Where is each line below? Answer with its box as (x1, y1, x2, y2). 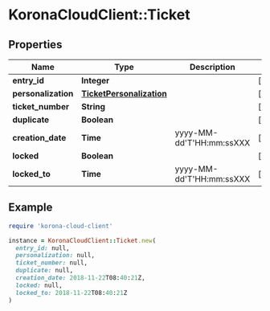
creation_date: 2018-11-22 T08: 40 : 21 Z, (15, 274, 146, 282)
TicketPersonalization (81, 88, 167, 99)
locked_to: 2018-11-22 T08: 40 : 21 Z (15, 288, 128, 297)
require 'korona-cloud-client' (8, 222, 113, 230)
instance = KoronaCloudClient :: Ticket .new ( (8, 236, 157, 244)
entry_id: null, (15, 243, 70, 252)
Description (190, 62, 235, 72)
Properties (8, 38, 63, 51)
